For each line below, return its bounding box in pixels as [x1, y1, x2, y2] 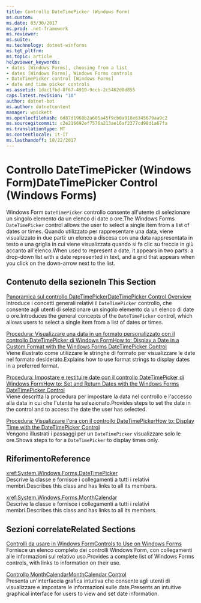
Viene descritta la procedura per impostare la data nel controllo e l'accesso [6, 393, 192, 400]
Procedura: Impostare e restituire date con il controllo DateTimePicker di [6, 374, 185, 381]
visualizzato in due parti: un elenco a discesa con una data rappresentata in [6, 234, 193, 241]
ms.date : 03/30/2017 [6, 20, 58, 26]
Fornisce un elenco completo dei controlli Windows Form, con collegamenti [6, 547, 193, 554]
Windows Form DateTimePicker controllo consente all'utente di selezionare [6, 208, 190, 216]
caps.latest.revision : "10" [6, 92, 77, 98]
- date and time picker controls [6, 82, 90, 88]
